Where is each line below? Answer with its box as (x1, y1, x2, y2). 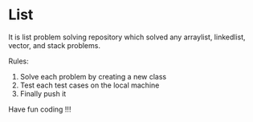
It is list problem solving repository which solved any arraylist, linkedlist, (8, 32, 247, 42)
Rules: (8, 56, 30, 66)
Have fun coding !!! (8, 104, 71, 114)
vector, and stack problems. (8, 40, 100, 50)
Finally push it (19, 88, 67, 98)
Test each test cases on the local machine (19, 80, 160, 90)
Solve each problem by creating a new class (19, 71, 167, 81)
